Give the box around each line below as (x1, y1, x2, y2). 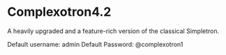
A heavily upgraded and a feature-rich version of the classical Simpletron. (7, 27, 220, 35)
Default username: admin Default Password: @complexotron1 (7, 40, 183, 48)
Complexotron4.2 (7, 4, 112, 20)
